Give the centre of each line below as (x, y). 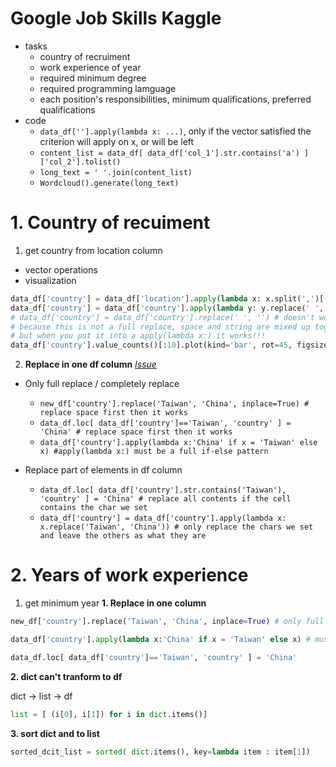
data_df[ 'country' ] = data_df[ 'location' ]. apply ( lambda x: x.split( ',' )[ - (169, 298)
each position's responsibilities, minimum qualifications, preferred (175, 99)
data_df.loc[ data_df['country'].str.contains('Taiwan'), (163, 490)
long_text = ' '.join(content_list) (116, 172)
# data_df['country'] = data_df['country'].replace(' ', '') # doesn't (162, 317)
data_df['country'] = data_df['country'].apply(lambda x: (163, 518)
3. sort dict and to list (55, 733)
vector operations (61, 269)
